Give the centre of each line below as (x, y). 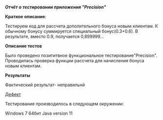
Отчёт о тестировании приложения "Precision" (56, 7)
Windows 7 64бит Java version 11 (39, 113)
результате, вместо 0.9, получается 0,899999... (54, 36)
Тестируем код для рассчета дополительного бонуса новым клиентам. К (82, 26)
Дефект (13, 94)
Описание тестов (24, 46)
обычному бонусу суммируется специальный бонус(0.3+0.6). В (71, 31)
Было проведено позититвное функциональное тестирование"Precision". (81, 55)
